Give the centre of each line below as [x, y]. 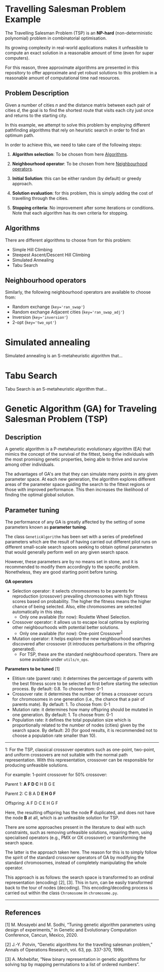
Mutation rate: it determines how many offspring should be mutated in [82, 709]
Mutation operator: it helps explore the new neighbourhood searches [81, 639]
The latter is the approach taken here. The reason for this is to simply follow [81, 852]
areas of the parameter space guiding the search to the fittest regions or [78, 485]
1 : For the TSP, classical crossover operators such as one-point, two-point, [80, 750]
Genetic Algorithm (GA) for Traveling [81, 409]
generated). [24, 649]
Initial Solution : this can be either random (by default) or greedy [77, 178]
